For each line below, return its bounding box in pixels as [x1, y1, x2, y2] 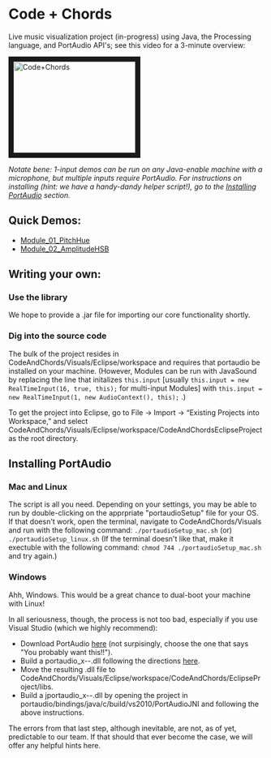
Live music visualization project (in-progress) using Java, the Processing [8, 32, 252, 41]
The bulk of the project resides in [8, 349, 119, 358]
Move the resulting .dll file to [19, 664, 116, 674]
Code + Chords [8, 5, 112, 24]
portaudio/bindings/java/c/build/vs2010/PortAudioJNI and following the [19, 699, 260, 709]
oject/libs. [19, 682, 54, 692]
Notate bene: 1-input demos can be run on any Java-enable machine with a [8, 164, 263, 174]
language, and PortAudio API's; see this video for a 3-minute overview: [8, 40, 246, 49]
